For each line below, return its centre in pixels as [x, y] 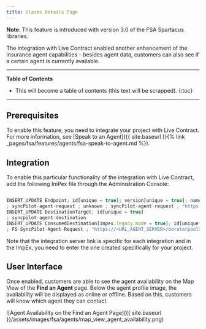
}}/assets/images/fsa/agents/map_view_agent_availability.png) [85, 319]
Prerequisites [32, 116]
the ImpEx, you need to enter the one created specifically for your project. [100, 247]
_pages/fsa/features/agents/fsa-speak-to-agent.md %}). [78, 143]
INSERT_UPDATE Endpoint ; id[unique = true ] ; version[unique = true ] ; [97, 201]
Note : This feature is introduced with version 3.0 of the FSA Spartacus [95, 29]
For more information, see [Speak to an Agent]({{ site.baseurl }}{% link [96, 137]
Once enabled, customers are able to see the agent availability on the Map [100, 281]
